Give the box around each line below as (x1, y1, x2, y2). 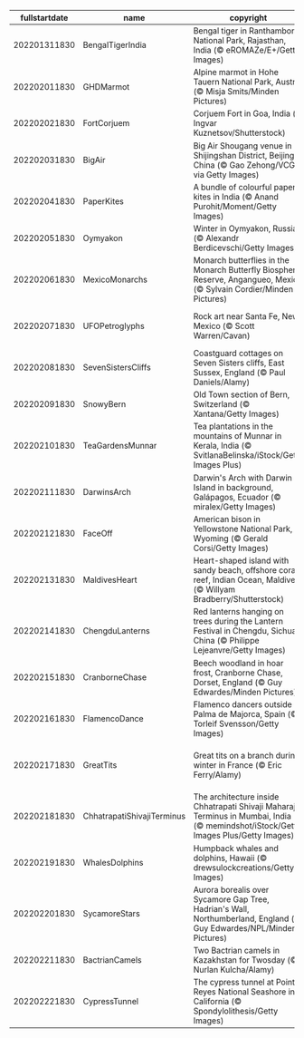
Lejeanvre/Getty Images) (193, 645, 287, 655)
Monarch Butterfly (193, 265, 261, 276)
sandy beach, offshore (193, 565, 278, 576)
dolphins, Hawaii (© (193, 852, 268, 863)
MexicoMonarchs (82, 274, 147, 286)
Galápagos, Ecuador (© (193, 491, 281, 502)
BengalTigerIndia (82, 40, 147, 51)
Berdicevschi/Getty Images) (193, 242, 298, 253)
